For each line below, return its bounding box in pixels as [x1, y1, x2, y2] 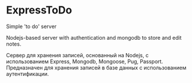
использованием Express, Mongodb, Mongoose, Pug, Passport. [6, 58, 163, 65]
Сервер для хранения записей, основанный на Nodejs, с [6, 51, 149, 58]
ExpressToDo [6, 4, 72, 17]
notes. [6, 40, 22, 47]
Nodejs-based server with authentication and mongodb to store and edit [6, 34, 182, 41]
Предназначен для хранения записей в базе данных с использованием [6, 64, 187, 71]
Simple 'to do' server [6, 23, 57, 30]
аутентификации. [6, 70, 49, 77]
